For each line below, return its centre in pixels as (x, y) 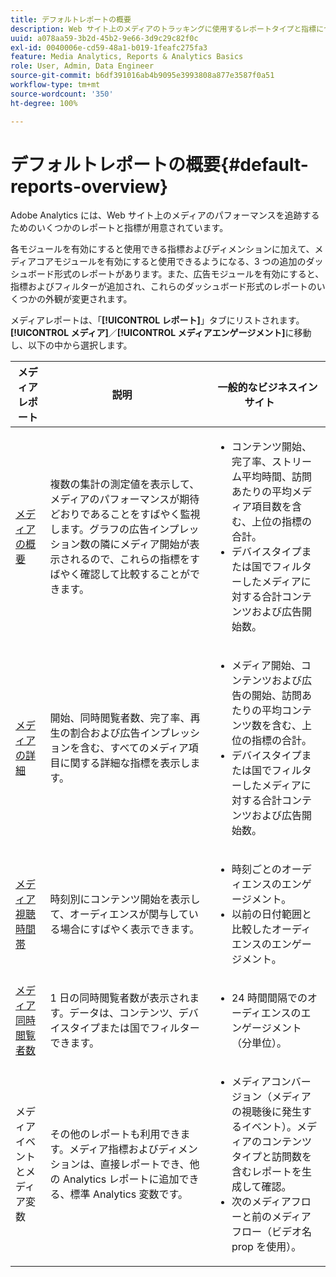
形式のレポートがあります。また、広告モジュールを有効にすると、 (189, 274)
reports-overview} (89, 186)
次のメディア (261, 1202)
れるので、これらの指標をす (134, 559)
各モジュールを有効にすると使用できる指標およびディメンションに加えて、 (162, 249)
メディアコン (261, 1082)
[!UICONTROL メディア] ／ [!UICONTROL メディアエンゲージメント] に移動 (161, 333)
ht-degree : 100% (44, 103)
